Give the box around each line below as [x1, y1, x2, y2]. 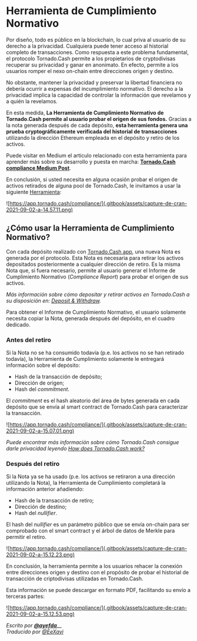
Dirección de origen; [14, 379, 65, 387]
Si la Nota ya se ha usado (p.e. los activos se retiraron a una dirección [6, 473, 175, 480]
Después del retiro [6, 459, 60, 468]
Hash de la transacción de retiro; [14, 497, 94, 504]
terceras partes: [6, 593, 45, 600]
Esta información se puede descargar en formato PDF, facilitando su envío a [6, 587, 191, 594]
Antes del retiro [6, 336, 52, 344]
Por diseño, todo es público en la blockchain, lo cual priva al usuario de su [6, 36, 186, 43]
